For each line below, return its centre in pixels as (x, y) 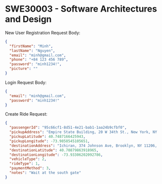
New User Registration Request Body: (43, 33)
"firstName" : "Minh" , (31, 46)
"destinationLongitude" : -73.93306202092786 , (56, 155)
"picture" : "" (24, 69)
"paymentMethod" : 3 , (30, 168)
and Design (28, 19)
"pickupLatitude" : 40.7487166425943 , (48, 137)
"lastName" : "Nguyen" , (32, 50)
